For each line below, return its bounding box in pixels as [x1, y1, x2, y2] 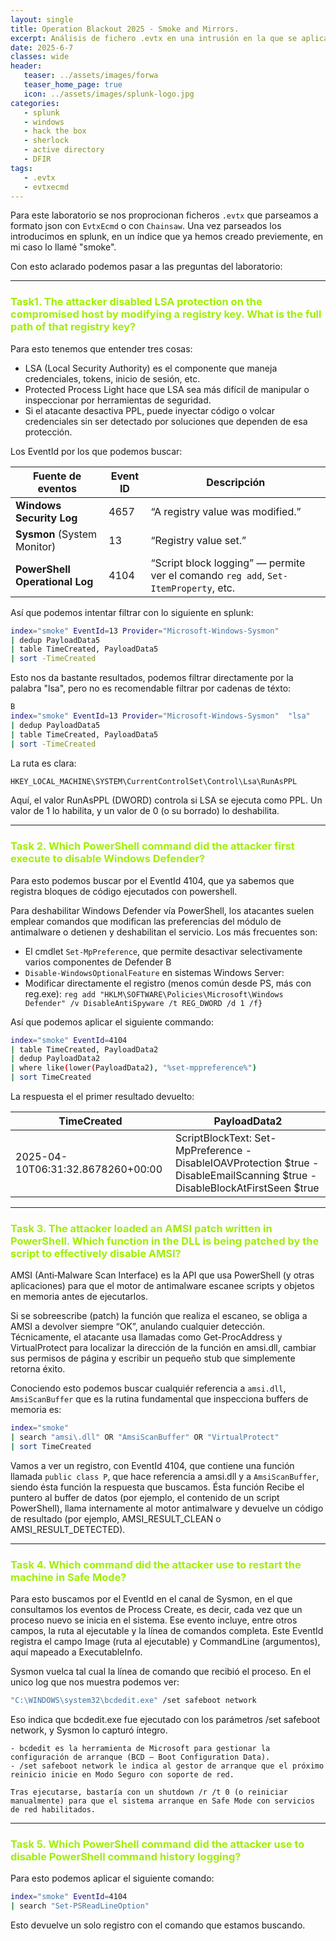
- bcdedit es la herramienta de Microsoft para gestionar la [10, 1744, 271, 1754]
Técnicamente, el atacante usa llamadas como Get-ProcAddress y [10, 1331, 283, 1343]
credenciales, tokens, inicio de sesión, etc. [24, 372, 201, 385]
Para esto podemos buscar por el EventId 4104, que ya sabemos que [10, 874, 295, 886]
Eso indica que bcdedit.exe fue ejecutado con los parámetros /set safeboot [10, 1714, 321, 1726]
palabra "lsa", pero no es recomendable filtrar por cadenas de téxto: [10, 682, 292, 695]
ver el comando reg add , [150, 568, 265, 582]
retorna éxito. [10, 1363, 66, 1375]
